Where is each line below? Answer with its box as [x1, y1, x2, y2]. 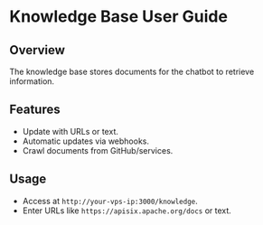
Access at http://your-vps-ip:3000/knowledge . [22, 195, 199, 206]
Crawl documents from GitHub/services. [22, 145, 174, 155]
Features [9, 102, 61, 117]
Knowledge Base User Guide [9, 6, 229, 27]
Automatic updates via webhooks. [22, 136, 149, 146]
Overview [9, 42, 66, 58]
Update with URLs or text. [22, 126, 119, 136]
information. [9, 76, 55, 87]
